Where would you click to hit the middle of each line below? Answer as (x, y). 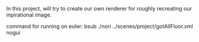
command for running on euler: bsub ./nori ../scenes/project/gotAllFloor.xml (100, 26)
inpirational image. (29, 15)
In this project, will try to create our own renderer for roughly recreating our (99, 9)
